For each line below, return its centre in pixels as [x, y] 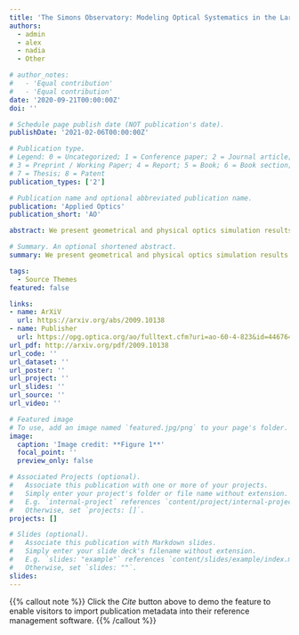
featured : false [39, 288]
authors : [25, 26]
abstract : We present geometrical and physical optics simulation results [151, 231]
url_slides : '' [37, 387]
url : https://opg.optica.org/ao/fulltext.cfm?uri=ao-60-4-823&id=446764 [155, 337]
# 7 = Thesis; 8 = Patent [57, 173]
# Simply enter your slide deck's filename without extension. [133, 551]
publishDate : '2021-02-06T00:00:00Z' [79, 133]
